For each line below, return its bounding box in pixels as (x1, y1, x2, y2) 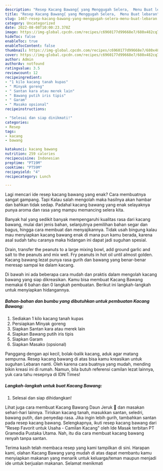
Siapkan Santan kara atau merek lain (12, 326, 85, 332)
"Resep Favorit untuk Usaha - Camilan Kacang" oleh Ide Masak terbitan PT (5, 425, 155, 431)
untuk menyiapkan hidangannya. (5, 287, 70, 293)
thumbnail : (5, 48, 27, 53)
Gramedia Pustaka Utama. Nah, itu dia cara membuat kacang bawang (5, 430, 145, 436)
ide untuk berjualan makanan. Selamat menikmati (5, 460, 103, 466)
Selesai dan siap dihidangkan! (12, 395, 72, 401)
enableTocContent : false (5, 43, 55, 48)
